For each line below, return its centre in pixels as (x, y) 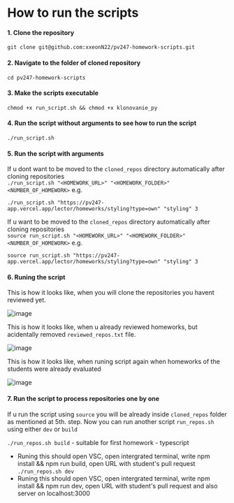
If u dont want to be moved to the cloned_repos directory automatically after (116, 169)
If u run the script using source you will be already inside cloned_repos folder (117, 414)
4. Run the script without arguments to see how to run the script (102, 123)
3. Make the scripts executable (53, 93)
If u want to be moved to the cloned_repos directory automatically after (109, 222)
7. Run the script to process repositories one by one (83, 399)
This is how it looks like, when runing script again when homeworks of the (114, 362)
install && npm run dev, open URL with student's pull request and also (117, 486)
